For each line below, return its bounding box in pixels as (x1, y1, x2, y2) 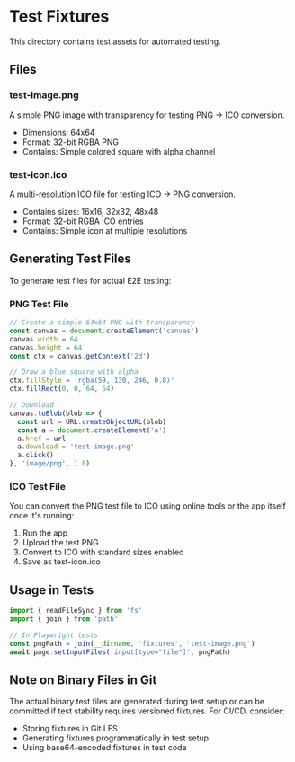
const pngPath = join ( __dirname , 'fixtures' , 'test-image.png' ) (9, 639, 255, 648)
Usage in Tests (9, 582, 94, 598)
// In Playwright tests (9, 631, 99, 640)
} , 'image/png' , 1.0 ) (9, 459, 91, 468)
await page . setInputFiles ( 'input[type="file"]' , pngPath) (9, 647, 231, 657)
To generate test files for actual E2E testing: (9, 275, 172, 286)
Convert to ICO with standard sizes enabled (22, 546, 184, 558)
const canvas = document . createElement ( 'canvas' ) (9, 326, 200, 335)
